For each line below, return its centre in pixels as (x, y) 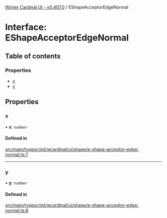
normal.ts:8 (17, 211)
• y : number (16, 183)
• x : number (16, 127)
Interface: (26, 27)
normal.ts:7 (17, 154)
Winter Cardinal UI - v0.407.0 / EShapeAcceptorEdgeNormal (67, 7)
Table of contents (33, 56)
